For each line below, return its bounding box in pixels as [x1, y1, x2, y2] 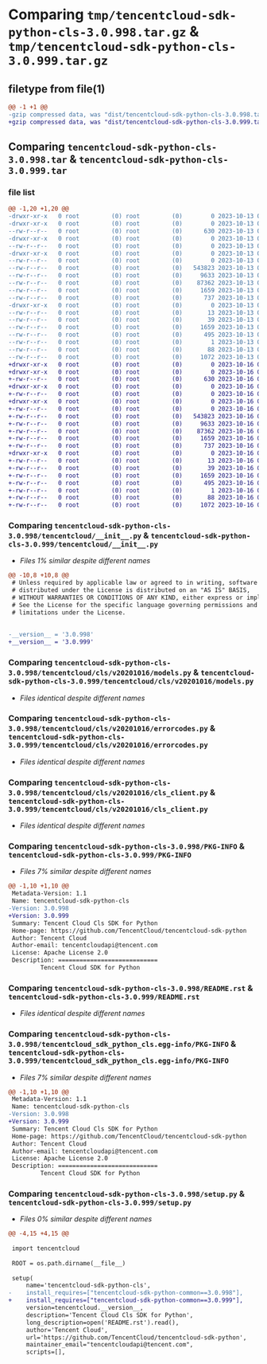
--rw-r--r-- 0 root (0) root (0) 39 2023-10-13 [8, 316, 254, 324]
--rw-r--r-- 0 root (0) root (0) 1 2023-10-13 [8, 339, 254, 347]
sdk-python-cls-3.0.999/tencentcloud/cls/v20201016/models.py [8, 677, 254, 686]
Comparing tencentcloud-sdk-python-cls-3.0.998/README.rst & [8, 982, 253, 994]
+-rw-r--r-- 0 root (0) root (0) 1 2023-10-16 [8, 486, 254, 495]
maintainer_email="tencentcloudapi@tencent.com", [25, 1341, 194, 1349]
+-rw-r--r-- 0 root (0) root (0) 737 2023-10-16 [8, 442, 254, 450]
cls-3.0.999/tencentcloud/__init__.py [8, 540, 159, 549]
